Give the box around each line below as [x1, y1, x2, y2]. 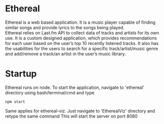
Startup [5, 68, 37, 80]
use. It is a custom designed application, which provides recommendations [5, 35, 157, 41]
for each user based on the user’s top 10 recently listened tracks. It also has [5, 40, 159, 46]
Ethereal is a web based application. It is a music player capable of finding [5, 19, 156, 25]
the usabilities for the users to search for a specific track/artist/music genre [5, 45, 159, 51]
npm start [5, 99, 26, 104]
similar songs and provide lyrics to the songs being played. [5, 24, 125, 30]
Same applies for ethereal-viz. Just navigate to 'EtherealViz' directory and [5, 108, 155, 114]
